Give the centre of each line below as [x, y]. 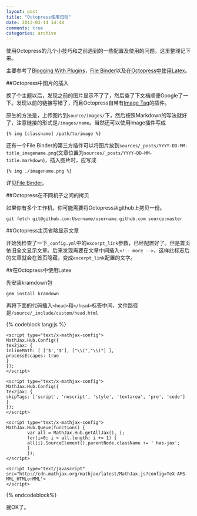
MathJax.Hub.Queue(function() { [46, 428]
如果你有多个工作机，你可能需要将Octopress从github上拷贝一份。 [86, 208]
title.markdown [25, 161]
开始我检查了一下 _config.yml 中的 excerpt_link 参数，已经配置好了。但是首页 [98, 243]
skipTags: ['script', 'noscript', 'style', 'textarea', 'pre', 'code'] [96, 397]
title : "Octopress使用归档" [39, 17]
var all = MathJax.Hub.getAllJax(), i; [76, 433]
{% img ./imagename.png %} [39, 171]
